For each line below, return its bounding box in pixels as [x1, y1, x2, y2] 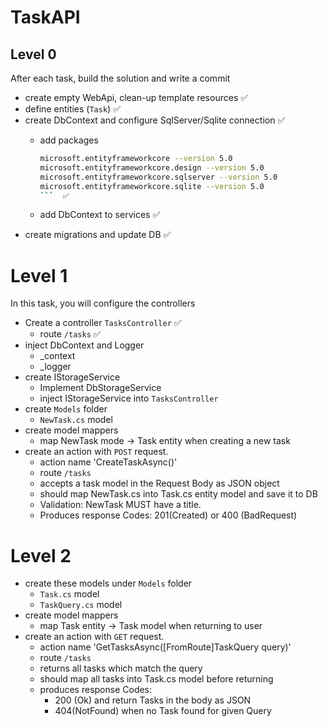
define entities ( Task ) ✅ [24, 103, 121, 115]
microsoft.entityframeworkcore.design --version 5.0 [39, 162, 265, 173]
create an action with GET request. [24, 631, 165, 643]
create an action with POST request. [24, 446, 169, 458]
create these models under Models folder [24, 577, 193, 590]
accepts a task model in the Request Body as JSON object [39, 477, 280, 490]
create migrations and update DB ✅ [24, 229, 172, 241]
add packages [39, 134, 99, 146]
